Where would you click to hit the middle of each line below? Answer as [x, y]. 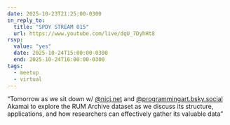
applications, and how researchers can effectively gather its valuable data [114, 114]
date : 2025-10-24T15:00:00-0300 [61, 53]
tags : [15, 66]
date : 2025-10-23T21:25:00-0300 [54, 14]
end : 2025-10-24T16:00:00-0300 [59, 60]
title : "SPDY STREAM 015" [52, 27]
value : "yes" [33, 46]
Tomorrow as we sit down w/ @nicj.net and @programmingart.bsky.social [116, 99]
